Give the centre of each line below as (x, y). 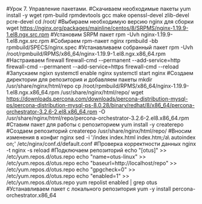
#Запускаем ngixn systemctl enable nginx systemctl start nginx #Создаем (100, 73)
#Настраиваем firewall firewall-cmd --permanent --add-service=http (93, 60)
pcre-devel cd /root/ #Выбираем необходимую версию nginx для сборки (100, 21)
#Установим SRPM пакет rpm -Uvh (95, 35)
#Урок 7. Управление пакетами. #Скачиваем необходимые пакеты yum (99, 9)
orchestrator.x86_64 (31, 195)
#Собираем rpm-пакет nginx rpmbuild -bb (104, 41)
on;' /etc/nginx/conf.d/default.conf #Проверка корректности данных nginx (101, 144)
